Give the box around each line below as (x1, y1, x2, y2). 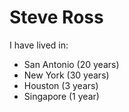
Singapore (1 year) (23, 90, 100, 102)
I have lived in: (9, 39, 69, 51)
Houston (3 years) (23, 79, 99, 91)
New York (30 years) (23, 69, 110, 81)
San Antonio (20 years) (23, 58, 120, 70)
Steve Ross (9, 6, 104, 29)
